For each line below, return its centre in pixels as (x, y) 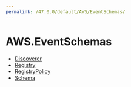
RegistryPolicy (32, 71)
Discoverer (28, 59)
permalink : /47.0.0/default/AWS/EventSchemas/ (65, 12)
